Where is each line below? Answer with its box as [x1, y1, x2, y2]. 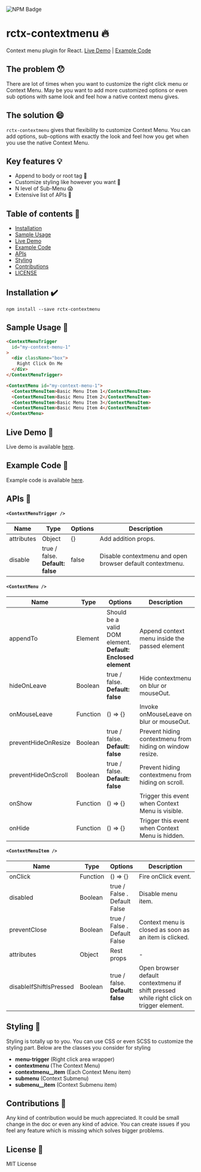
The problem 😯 [6, 64, 65, 74]
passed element [139, 642, 185, 650]
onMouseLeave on [139, 710, 192, 718]
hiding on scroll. [139, 778, 184, 786]
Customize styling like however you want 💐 [14, 179, 121, 186]
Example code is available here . [6, 476, 84, 483]
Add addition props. [99, 534, 156, 543]
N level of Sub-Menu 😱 [14, 185, 74, 192]
